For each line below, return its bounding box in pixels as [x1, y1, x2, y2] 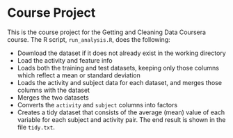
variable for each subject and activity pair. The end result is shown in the [17, 115, 226, 123]
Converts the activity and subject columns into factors [17, 100, 178, 109]
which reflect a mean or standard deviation [17, 71, 140, 79]
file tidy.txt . [17, 123, 56, 131]
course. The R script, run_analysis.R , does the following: [7, 35, 170, 43]
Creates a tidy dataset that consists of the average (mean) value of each [17, 108, 225, 116]
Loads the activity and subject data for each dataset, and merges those [17, 78, 223, 86]
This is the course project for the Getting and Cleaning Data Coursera [7, 28, 207, 36]
